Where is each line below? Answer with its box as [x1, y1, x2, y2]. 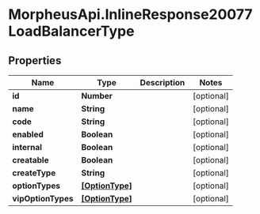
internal [12, 142, 42, 152]
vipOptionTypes [12, 193, 74, 204]
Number [81, 91, 113, 101]
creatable [12, 155, 49, 165]
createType [12, 167, 56, 178]
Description [140, 77, 185, 88]
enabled [12, 129, 44, 140]
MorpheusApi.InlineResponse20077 [8, 6, 253, 24]
